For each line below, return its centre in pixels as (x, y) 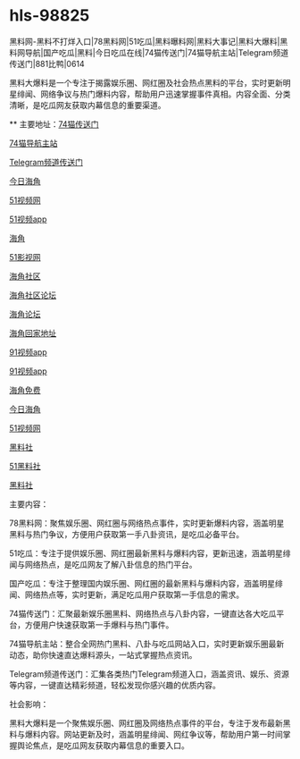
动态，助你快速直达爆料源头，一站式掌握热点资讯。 (103, 654)
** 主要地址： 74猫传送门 (54, 124)
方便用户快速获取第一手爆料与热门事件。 (99, 624)
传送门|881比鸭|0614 (47, 63)
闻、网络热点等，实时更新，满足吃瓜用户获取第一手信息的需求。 (126, 595)
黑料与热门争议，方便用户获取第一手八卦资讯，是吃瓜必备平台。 (126, 534)
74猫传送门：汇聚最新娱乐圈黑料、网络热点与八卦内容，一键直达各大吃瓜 (143, 613)
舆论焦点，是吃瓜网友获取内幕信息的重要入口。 (103, 745)
